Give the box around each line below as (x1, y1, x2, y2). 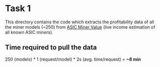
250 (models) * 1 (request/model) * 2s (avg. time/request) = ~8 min (5, 56, 141, 62)
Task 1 (5, 3, 31, 14)
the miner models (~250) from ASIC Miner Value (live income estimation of (5, 24, 156, 30)
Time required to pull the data (5, 43, 97, 51)
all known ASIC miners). (5, 29, 53, 35)
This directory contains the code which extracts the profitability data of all (5, 19, 154, 25)
